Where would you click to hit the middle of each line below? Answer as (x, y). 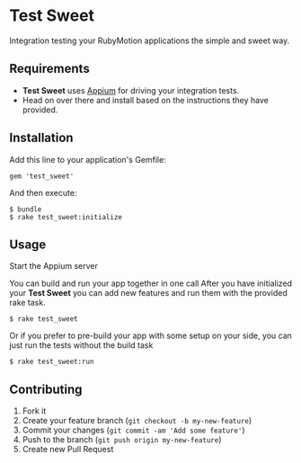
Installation (41, 138)
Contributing (46, 389)
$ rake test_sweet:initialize (66, 217)
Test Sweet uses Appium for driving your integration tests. (131, 90)
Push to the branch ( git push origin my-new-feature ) (122, 440)
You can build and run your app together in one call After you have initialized (151, 283)
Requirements (49, 69)
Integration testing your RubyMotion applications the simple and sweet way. (150, 40)
